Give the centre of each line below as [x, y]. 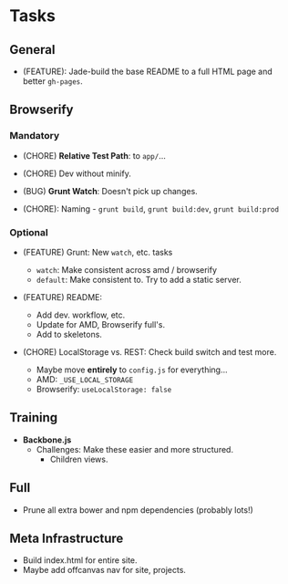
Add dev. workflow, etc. [81, 315]
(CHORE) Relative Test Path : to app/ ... [94, 155]
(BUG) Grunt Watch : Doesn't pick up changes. [110, 191]
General [33, 50]
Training [34, 417]
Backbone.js [47, 440]
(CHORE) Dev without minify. [77, 173]
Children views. [79, 459]
